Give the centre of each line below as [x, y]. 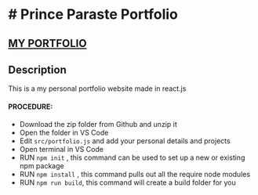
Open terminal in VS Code [62, 149]
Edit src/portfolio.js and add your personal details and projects [125, 141]
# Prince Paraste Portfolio [93, 14]
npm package [42, 165]
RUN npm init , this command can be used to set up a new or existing [132, 157]
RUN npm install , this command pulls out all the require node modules [135, 174]
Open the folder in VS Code [64, 132]
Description [37, 69]
